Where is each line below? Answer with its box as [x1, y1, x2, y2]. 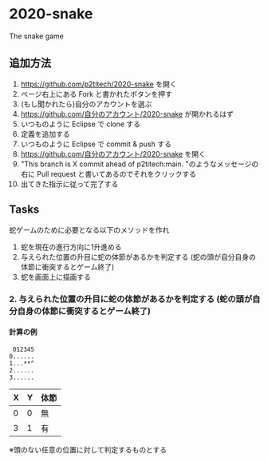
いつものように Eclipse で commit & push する [20, 139, 172, 149]
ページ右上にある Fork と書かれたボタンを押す [20, 89, 172, 98]
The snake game [9, 31, 65, 41]
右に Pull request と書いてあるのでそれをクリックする [20, 169, 196, 178]
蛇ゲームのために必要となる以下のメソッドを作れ [9, 225, 170, 234]
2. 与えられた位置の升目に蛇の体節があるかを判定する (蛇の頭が [9, 293, 253, 305]
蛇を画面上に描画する [20, 272, 91, 281]
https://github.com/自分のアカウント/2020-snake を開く [20, 149, 206, 158]
